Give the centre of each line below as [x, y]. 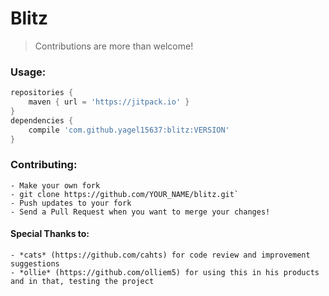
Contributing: [44, 165]
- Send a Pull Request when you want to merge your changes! [140, 212]
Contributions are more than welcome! [114, 46]
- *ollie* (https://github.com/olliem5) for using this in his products [165, 272]
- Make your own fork [55, 185]
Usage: [28, 72]
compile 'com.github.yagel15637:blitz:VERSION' [129, 130]
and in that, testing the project [82, 281]
